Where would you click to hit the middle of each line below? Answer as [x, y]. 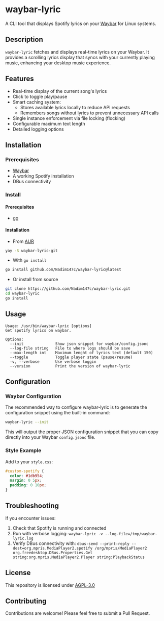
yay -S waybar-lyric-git [31, 251]
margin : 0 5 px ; [26, 481]
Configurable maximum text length [49, 123]
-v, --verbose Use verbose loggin [53, 362]
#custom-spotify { [25, 471]
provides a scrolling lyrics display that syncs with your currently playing [80, 57]
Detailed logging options [38, 129]
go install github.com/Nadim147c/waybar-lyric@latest [63, 270]
